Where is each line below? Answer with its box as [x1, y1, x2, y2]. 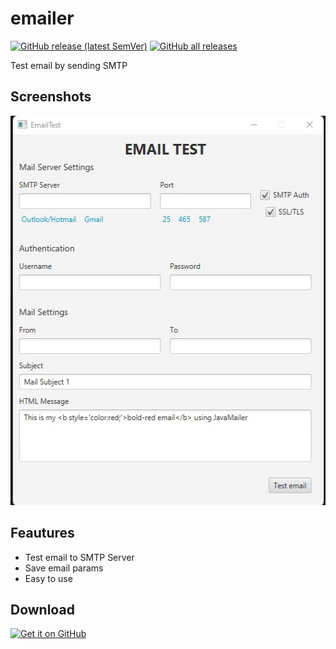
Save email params [24, 562, 104, 574]
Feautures [10, 525, 75, 542]
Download [10, 601, 75, 618]
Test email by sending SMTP [10, 59, 128, 71]
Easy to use [24, 572, 73, 584]
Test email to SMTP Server [24, 551, 135, 563]
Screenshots [10, 88, 92, 106]
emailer [10, 7, 75, 30]
